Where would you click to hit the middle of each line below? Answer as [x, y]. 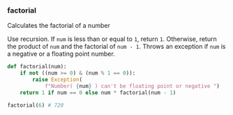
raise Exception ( [57, 80]
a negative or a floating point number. [61, 54]
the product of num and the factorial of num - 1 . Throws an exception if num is [116, 47]
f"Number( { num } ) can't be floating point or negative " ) [132, 86]
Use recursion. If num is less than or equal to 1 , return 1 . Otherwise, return [112, 39]
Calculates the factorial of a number [59, 26]
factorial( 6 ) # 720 [36, 105]
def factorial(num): [37, 67]
